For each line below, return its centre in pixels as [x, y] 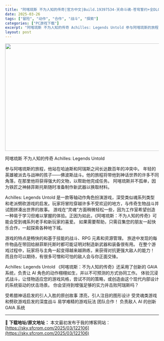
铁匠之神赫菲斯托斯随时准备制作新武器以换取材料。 [61, 187]
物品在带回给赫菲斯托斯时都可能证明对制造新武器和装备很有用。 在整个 [80, 244]
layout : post [18, 32]
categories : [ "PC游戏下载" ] [32, 23]
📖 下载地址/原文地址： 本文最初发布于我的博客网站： [58, 322]
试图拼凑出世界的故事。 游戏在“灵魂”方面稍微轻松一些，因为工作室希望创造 [80, 209]
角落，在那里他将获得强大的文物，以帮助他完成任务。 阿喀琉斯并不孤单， [78, 181]
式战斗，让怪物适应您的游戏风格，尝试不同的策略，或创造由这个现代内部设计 [82, 279]
